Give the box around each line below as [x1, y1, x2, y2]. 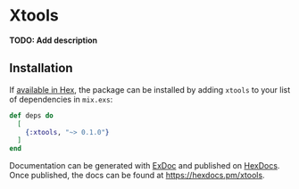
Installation [9, 61, 73, 76]
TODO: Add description [9, 35, 98, 45]
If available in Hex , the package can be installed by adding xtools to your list [9, 84, 291, 94]
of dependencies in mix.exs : [9, 94, 113, 104]
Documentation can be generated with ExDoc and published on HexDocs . [9, 160, 280, 171]
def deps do [9, 111, 54, 120]
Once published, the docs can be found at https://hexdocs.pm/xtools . [9, 170, 265, 181]
